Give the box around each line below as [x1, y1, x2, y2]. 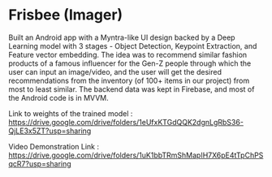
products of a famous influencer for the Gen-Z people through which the [8, 58, 252, 68]
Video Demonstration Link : [8, 141, 100, 151]
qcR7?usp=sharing [8, 158, 71, 168]
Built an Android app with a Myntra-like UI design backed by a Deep [8, 32, 235, 42]
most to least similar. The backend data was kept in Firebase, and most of [8, 84, 255, 94]
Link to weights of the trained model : [8, 108, 133, 119]
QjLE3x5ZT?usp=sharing [8, 126, 92, 136]
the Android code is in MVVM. [8, 93, 110, 102]
